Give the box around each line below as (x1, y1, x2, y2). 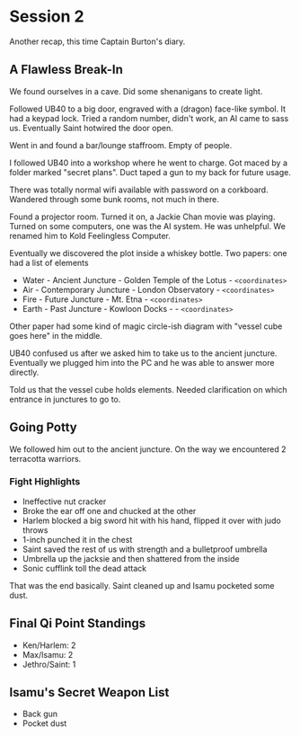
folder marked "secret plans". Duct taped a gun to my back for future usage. (9, 166, 292, 177)
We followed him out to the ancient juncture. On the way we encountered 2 (9, 443, 287, 455)
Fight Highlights (9, 475, 81, 488)
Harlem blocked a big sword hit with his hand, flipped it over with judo (22, 515, 281, 526)
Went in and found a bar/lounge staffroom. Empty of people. (9, 139, 233, 150)
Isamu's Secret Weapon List (9, 685, 170, 700)
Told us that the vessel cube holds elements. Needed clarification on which (9, 384, 287, 395)
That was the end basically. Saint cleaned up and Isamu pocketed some (9, 580, 275, 590)
